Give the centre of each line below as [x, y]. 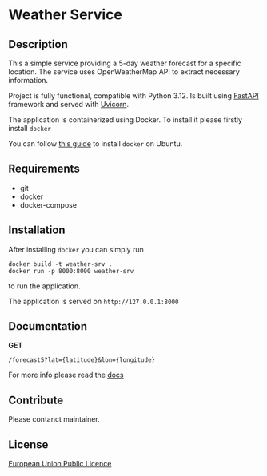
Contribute [36, 400]
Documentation [48, 326]
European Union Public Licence [60, 464]
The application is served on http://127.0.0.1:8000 [94, 301]
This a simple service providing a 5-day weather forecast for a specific [125, 63]
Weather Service [65, 15]
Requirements [44, 169]
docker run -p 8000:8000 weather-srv [71, 271]
